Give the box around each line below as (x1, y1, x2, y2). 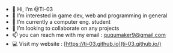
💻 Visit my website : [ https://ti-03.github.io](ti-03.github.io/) (11, 40, 162, 47)
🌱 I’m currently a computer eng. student (11, 18, 111, 25)
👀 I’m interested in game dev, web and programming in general (11, 12, 168, 19)
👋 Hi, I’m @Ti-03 (11, 6, 53, 13)
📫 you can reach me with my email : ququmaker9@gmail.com (11, 32, 166, 38)
